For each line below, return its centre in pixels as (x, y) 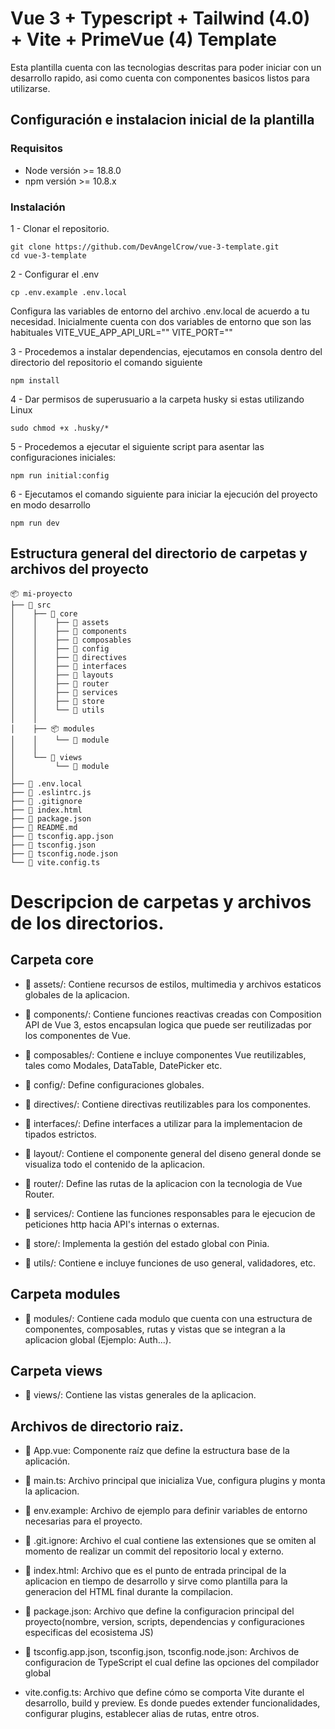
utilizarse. (30, 88)
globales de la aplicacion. (77, 994)
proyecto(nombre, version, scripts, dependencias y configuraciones (164, 1622)
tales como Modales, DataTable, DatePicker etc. (123, 1065)
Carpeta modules (65, 1294)
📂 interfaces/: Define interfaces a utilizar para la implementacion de (163, 1123)
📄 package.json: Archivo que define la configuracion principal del (159, 1611)
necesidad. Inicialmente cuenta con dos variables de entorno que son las (161, 321)
